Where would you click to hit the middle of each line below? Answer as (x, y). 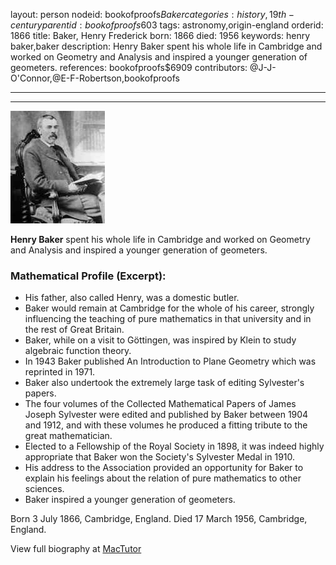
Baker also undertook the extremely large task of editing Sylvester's (164, 383)
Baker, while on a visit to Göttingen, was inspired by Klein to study (160, 340)
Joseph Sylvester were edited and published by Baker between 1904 (166, 415)
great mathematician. (68, 436)
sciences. (44, 489)
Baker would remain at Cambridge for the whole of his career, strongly (169, 308)
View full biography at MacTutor (76, 549)
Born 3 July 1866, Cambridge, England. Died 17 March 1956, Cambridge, (159, 519)
